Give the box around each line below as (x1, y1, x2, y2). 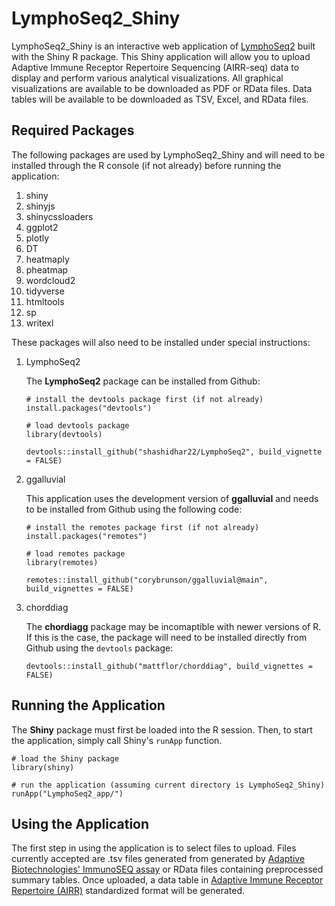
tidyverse (25, 285, 65, 297)
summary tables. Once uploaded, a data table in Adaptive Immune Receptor (11, 874, 324, 886)
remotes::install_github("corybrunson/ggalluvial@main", (25, 575, 269, 585)
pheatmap (25, 263, 69, 276)
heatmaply (25, 253, 70, 265)
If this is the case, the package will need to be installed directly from (25, 631, 308, 643)
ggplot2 (25, 221, 59, 233)
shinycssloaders (25, 210, 94, 222)
